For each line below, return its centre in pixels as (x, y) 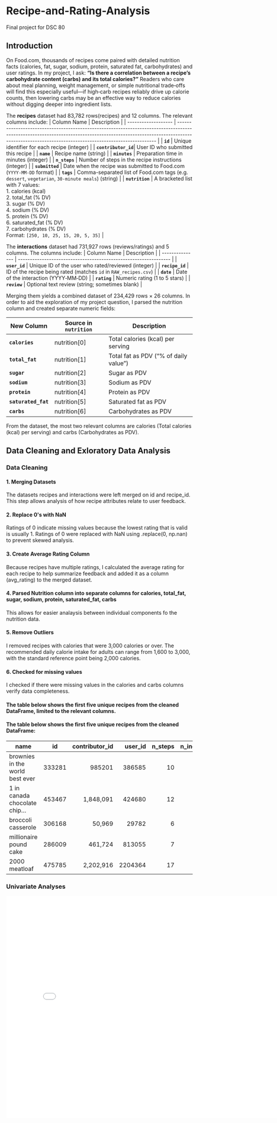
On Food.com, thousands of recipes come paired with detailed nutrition (93, 60)
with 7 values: (23, 185)
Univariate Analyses (36, 887)
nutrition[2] (70, 373)
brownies (22, 757)
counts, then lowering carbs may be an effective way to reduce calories (94, 98)
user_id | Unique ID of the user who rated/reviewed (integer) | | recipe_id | (98, 265)
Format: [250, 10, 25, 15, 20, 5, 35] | (55, 235)
